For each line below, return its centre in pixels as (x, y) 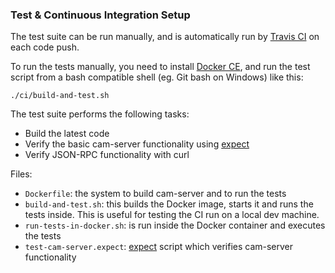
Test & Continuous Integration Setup (100, 15)
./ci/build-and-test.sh (60, 96)
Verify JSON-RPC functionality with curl (107, 155)
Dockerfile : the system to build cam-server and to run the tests (155, 194)
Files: (21, 174)
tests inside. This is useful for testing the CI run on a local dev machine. (172, 215)
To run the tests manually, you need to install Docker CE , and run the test (160, 67)
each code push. (45, 47)
